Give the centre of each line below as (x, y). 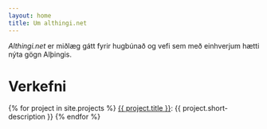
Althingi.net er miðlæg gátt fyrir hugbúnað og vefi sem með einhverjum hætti (134, 45)
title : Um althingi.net (48, 23)
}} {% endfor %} (74, 117)
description (27, 117)
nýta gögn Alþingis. (40, 54)
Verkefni (37, 86)
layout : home (30, 16)
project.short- (205, 108)
